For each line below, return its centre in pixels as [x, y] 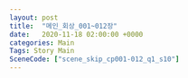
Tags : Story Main [42, 51]
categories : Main [42, 43]
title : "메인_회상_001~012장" [63, 26]
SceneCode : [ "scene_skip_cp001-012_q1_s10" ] [94, 59]
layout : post [34, 17]
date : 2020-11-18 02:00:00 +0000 [76, 34]
